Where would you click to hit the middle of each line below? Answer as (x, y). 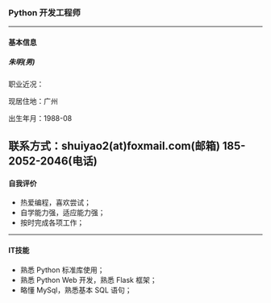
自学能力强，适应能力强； (63, 213)
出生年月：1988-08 (40, 118)
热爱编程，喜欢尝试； (55, 202)
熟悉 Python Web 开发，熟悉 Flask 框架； (88, 280)
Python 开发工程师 (44, 12)
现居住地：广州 (33, 101)
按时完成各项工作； (52, 222)
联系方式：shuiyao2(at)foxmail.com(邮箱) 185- (127, 146)
